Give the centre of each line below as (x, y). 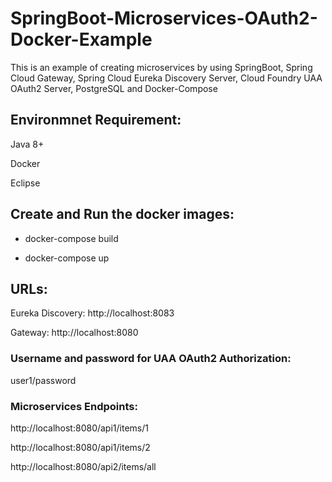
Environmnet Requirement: (96, 120)
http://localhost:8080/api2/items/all (83, 466)
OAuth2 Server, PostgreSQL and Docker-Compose (114, 88)
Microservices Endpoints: (74, 406)
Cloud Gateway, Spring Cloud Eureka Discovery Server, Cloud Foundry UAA (166, 78)
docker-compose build (71, 238)
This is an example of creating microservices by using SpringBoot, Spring (161, 67)
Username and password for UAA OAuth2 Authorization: (151, 359)
